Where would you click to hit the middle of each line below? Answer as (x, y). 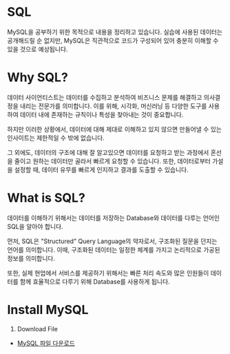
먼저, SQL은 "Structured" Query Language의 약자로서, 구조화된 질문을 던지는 (112, 241)
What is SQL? (46, 198)
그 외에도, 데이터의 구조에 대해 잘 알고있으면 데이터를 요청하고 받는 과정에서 (108, 152)
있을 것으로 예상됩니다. (38, 49)
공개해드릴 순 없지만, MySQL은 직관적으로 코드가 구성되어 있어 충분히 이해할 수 (113, 40)
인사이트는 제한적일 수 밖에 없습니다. (56, 138)
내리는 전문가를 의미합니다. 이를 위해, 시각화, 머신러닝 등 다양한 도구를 (113, 106)
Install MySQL (48, 310)
